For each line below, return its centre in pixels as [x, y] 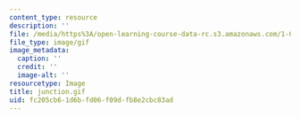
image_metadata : [39, 51]
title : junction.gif [48, 91]
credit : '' [37, 67]
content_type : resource [54, 17]
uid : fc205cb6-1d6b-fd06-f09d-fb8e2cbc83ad [92, 100]
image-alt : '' [43, 75]
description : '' [39, 26]
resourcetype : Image [48, 83]
